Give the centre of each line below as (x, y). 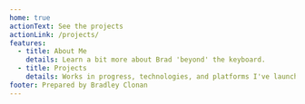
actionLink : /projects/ (54, 34)
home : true (30, 18)
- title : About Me (53, 52)
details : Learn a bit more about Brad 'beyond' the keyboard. (146, 60)
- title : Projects (53, 69)
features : (28, 43)
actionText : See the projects (67, 26)
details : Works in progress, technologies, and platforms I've (148, 77)
